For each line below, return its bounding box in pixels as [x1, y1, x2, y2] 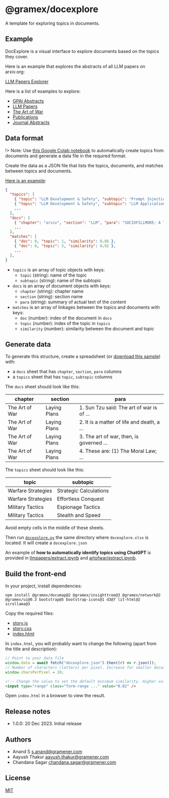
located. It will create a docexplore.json [5, 540, 87, 546]
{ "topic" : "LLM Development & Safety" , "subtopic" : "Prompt [14, 196, 145, 202]
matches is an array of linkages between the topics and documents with [12, 304, 160, 310]
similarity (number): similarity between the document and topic [20, 325, 154, 331]
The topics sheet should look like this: [5, 467, 84, 473]
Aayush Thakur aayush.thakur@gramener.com [12, 754, 109, 760]
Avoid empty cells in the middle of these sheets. [5, 525, 105, 531]
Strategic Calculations [57, 487, 109, 494]
